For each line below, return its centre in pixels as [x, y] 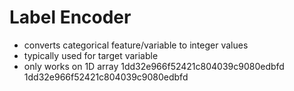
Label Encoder [70, 17]
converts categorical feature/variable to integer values [136, 45]
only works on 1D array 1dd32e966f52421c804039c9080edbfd [154, 66]
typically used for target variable [91, 55]
